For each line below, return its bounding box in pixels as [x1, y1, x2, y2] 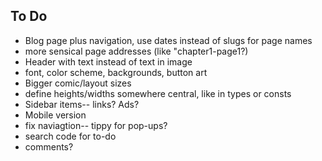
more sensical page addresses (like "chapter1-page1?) [24, 45, 249, 57]
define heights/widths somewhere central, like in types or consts [24, 87, 292, 99]
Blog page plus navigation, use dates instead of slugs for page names [24, 34, 313, 46]
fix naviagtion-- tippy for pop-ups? [24, 119, 168, 131]
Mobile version [24, 109, 87, 121]
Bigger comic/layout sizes [24, 77, 132, 89]
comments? [24, 140, 74, 153]
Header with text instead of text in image [24, 55, 193, 68]
